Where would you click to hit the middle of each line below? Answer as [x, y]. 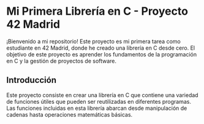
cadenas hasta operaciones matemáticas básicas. [70, 114]
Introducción [32, 80]
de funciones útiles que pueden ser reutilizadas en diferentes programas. [99, 101]
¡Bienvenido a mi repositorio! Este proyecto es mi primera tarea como [93, 41]
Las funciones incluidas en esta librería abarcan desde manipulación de [97, 108]
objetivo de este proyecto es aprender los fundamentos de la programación [102, 54]
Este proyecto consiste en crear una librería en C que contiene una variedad [102, 95]
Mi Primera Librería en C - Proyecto [97, 11]
